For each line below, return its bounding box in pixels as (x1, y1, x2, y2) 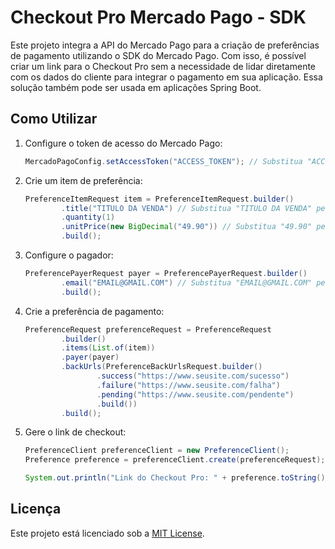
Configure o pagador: (24, 249, 114, 261)
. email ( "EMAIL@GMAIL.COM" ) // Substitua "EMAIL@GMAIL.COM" (61, 277, 313, 288)
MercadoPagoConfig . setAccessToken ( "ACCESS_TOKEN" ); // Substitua (24, 156, 303, 166)
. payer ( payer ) (61, 352, 120, 363)
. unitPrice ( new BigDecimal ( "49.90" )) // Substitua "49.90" (61, 222, 313, 232)
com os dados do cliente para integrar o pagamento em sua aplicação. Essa (10, 71, 323, 83)
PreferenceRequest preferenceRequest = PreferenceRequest (24, 324, 272, 335)
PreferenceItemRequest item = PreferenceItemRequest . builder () (24, 194, 295, 204)
